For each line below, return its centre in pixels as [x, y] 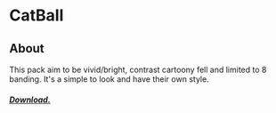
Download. [30, 100]
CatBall [37, 16]
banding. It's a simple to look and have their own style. [109, 79]
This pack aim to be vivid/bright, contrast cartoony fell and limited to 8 [138, 69]
